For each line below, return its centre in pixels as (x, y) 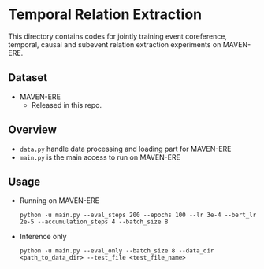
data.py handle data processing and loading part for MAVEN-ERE (125, 149)
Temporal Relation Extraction (105, 15)
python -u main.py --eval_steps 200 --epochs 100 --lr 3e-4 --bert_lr (138, 215)
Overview (33, 130)
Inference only (43, 237)
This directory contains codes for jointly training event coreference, (117, 36)
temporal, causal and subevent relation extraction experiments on (115, 44)
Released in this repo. (67, 105)
